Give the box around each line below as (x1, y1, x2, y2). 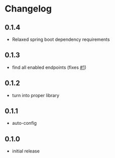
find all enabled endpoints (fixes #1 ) (12, 64, 87, 70)
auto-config (12, 120, 37, 126)
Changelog (5, 3, 52, 15)
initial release (12, 148, 40, 154)
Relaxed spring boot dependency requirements (12, 36, 110, 42)
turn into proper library (12, 92, 60, 98)
